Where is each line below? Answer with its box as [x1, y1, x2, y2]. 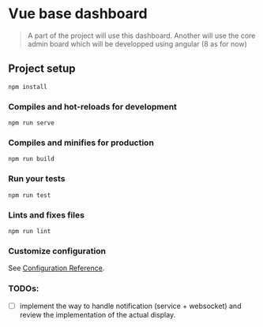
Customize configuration [8, 245, 107, 256]
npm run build [8, 155, 55, 163]
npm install [8, 83, 47, 91]
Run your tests [8, 173, 66, 184]
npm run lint [8, 227, 51, 235]
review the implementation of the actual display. [19, 310, 176, 319]
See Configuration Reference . [8, 263, 105, 273]
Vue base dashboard [8, 5, 148, 23]
